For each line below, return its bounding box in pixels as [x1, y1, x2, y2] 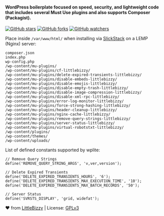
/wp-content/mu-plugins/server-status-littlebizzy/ [5, 121, 115, 126]
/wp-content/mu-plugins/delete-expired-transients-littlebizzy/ [5, 73, 142, 78]
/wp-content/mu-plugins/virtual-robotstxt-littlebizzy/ [5, 125, 124, 130]
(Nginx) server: [5, 41, 36, 47]
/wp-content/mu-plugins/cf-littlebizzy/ [5, 68, 91, 73]
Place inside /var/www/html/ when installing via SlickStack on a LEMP [5, 36, 148, 42]
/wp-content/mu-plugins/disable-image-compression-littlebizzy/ [5, 90, 142, 95]
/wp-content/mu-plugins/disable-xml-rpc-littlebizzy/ [5, 94, 120, 100]
